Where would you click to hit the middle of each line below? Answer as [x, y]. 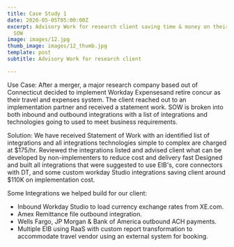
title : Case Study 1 [37, 14]
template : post [29, 53]
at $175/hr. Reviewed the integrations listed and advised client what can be [115, 150]
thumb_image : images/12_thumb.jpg [57, 46]
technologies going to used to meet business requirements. [92, 122]
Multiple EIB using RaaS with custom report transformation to [105, 229]
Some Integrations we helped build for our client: [77, 193]
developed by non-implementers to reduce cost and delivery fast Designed [115, 157]
